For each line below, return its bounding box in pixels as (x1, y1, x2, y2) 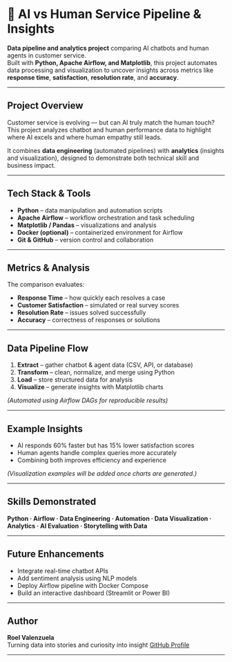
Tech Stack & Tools (7, 188, 91, 199)
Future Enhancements (7, 548, 105, 560)
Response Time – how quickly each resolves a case (17, 294, 166, 302)
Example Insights (7, 422, 83, 435)
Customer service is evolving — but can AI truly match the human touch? (7, 118, 215, 127)
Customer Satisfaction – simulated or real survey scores (17, 301, 180, 310)
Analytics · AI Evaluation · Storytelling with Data (7, 521, 148, 530)
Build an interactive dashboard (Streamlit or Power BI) (17, 589, 171, 597)
